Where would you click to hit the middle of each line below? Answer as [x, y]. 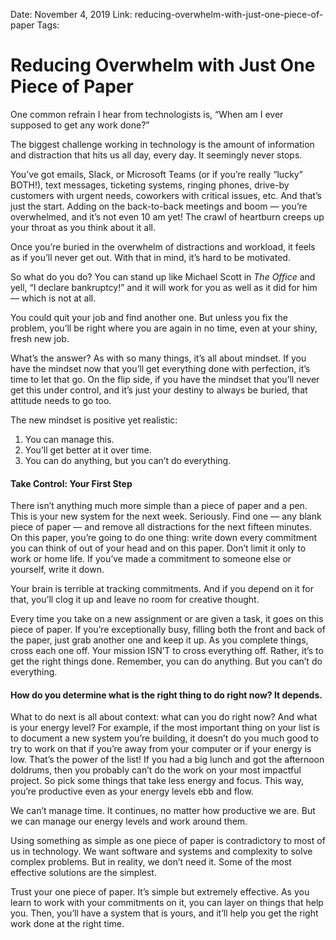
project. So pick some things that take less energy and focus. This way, [157, 781]
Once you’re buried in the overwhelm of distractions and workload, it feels [163, 246]
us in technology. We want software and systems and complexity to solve [161, 851]
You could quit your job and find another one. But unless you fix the [149, 317]
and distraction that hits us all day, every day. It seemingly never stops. [156, 155]
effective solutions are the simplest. [83, 873]
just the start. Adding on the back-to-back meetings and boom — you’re [159, 206]
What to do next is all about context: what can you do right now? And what [164, 717]
